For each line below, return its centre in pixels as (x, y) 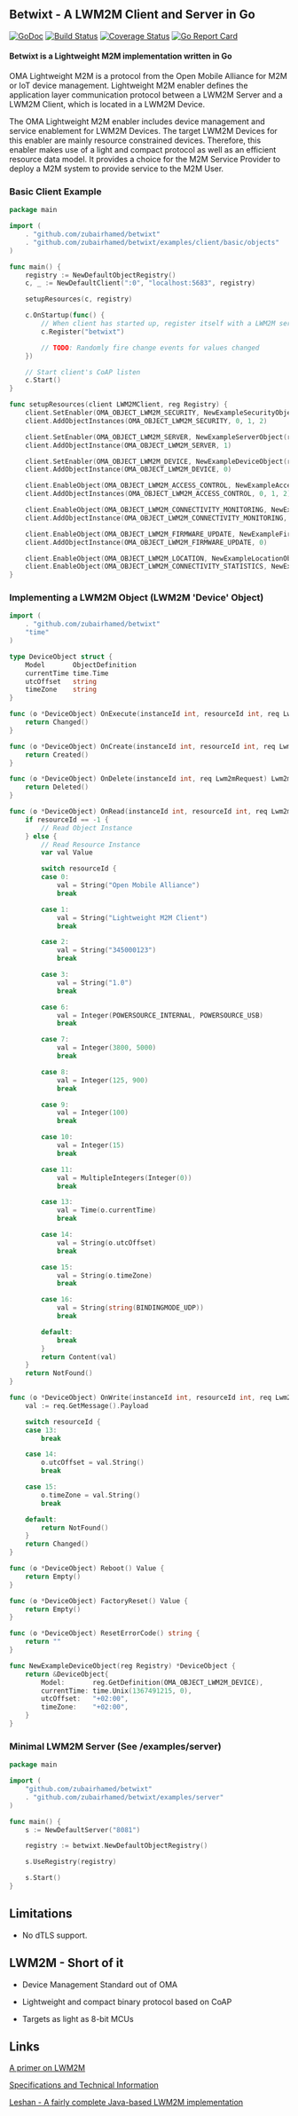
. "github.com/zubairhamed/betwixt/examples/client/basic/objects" (152, 242)
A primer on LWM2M (47, 2068)
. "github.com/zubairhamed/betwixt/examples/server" (125, 1797)
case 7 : (55, 1040)
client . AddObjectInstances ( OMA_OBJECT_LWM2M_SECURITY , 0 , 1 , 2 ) (146, 421)
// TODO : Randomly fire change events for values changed (150, 348)
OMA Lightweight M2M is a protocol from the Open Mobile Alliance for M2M (149, 76)
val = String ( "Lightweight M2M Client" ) (132, 917)
